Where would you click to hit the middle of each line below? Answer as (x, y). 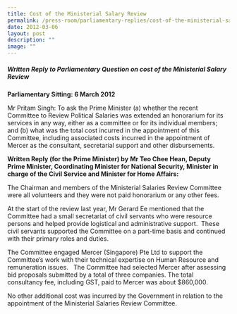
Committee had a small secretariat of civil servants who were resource (110, 216)
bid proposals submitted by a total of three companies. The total (101, 275)
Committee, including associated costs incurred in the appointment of (109, 137)
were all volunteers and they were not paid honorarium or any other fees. (113, 195)
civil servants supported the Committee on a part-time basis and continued (116, 231)
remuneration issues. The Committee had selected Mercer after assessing (117, 267)
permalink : (23, 20)
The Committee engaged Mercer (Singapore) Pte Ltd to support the (105, 252)
